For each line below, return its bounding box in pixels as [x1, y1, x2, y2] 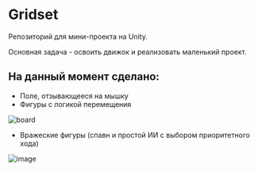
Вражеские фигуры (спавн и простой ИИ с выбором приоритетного [19, 130, 251, 139]
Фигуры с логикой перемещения [19, 99, 132, 108]
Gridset [8, 6, 59, 24]
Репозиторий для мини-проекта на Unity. [8, 32, 148, 41]
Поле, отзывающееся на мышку [19, 91, 129, 101]
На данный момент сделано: [8, 70, 160, 84]
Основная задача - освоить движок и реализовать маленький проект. [8, 47, 248, 56]
